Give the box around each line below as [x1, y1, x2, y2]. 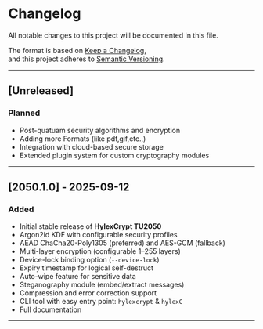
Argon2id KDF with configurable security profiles [19, 230, 178, 240]
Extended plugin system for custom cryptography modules [19, 150, 210, 160]
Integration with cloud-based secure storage [19, 142, 164, 151]
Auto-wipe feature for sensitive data [19, 272, 137, 281]
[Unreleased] [8, 84, 74, 98]
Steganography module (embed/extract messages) [19, 280, 185, 290]
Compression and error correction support [19, 288, 157, 298]
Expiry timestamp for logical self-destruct [19, 263, 154, 273]
